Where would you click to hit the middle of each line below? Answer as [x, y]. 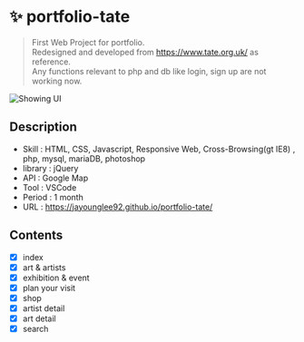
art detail [39, 318]
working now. [57, 81]
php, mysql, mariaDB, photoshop [84, 158]
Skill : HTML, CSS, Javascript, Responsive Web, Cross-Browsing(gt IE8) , [159, 149]
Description [43, 127]
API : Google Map [55, 178]
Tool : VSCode [49, 187]
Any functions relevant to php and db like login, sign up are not [149, 71]
